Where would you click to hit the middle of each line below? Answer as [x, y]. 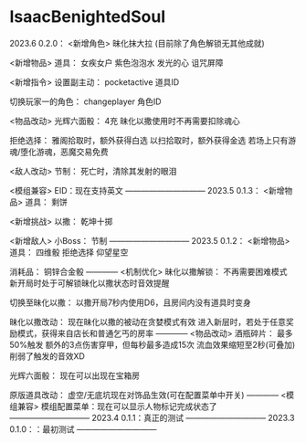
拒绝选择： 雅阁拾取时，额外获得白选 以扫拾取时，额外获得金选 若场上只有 [149, 140]
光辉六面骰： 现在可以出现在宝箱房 [74, 375]
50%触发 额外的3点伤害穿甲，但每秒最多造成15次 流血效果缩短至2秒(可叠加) [153, 344]
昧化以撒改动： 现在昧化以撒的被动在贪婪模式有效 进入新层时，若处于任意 [148, 322]
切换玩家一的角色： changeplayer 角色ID [85, 101]
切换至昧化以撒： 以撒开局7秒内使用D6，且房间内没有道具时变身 [130, 302]
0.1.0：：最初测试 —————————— [83, 429]
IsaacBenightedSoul [88, 17]
